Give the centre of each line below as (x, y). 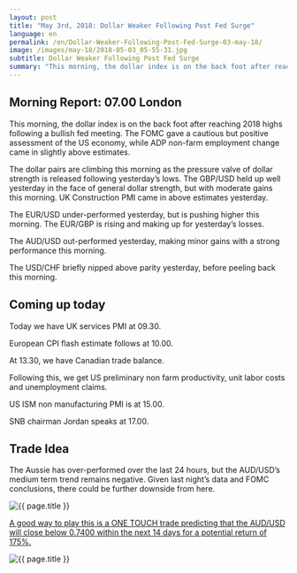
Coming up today (57, 305)
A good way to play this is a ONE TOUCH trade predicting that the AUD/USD (147, 523)
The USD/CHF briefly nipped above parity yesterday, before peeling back (142, 267)
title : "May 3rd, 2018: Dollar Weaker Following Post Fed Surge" (132, 26)
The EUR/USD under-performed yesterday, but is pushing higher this (134, 214)
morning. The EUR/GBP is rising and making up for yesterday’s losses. (137, 224)
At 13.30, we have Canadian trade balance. (87, 360)
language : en (33, 34)
